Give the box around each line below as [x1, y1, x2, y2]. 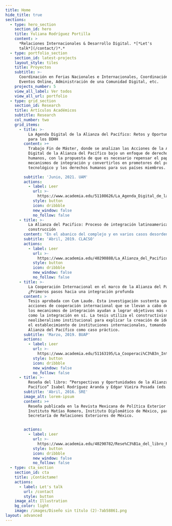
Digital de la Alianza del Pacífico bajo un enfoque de [28, 151, 150, 156]
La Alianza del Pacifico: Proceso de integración [28, 222, 137, 228]
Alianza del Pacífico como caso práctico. [28, 327, 120, 332]
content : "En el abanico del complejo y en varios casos [24, 232, 147, 237]
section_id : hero [14, 27, 52, 32]
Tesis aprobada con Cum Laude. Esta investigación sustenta [28, 298, 159, 304]
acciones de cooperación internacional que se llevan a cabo [28, 304, 161, 309]
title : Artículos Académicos [14, 108, 77, 113]
